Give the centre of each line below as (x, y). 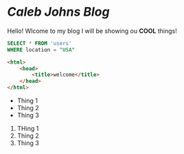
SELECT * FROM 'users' (39, 43)
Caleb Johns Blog (58, 12)
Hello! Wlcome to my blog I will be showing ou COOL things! (92, 31)
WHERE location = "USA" (41, 50)
